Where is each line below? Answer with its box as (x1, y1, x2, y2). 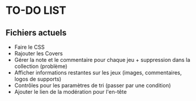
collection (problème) (14, 63, 68, 70)
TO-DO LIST (5, 4, 67, 17)
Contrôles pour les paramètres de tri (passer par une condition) (14, 82, 171, 89)
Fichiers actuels (5, 28, 67, 38)
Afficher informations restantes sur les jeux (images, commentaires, (14, 69, 182, 76)
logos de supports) (14, 76, 62, 82)
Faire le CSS (14, 43, 45, 50)
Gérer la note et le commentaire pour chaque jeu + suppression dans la (14, 57, 191, 63)
